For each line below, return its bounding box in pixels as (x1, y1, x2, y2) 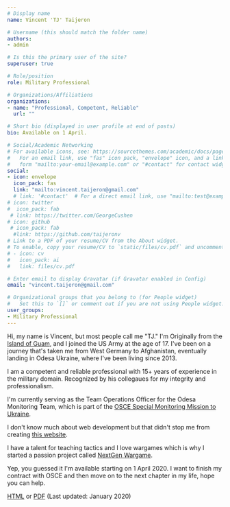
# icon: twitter (7, 199, 53, 206)
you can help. (7, 478, 46, 487)
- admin (7, 42, 29, 49)
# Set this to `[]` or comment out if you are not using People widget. (7, 300, 225, 307)
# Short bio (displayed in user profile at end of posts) (7, 123, 176, 130)
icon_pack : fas (13, 180, 57, 187)
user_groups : (7, 307, 44, 314)
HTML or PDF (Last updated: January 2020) (7, 492, 131, 500)
